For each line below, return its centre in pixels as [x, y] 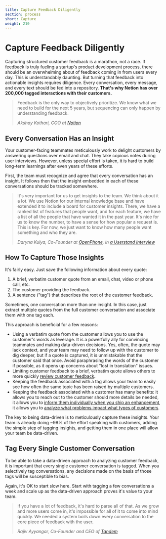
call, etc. [21, 284]
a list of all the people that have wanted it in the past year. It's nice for [88, 217]
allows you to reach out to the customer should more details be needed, [85, 397]
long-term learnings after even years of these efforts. [59, 166]
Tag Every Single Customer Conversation [70, 449]
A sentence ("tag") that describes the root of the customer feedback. [83, 295]
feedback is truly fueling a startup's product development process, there [79, 67]
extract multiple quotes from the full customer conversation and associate [80, 310]
